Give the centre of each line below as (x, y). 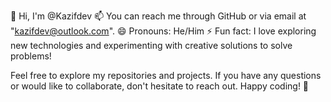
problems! (31, 56)
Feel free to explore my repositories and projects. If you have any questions (166, 75)
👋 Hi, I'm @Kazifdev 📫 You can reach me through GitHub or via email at (158, 16)
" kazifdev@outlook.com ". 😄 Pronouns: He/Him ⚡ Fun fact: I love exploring (163, 31)
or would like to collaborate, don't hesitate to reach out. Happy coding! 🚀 (160, 86)
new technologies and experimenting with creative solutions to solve (151, 45)
